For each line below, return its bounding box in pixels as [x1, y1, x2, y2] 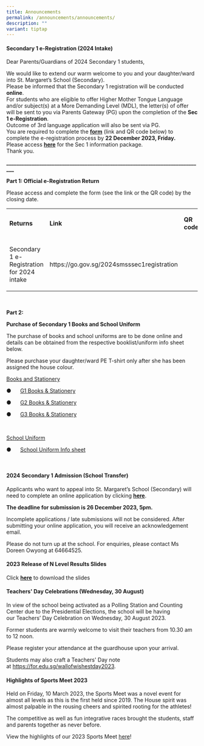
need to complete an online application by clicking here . [6, 492, 147, 499]
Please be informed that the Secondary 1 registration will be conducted [6, 83, 184, 90]
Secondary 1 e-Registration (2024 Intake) [6, 44, 114, 52]
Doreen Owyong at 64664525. [6, 547, 83, 554]
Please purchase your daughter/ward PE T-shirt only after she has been [6, 357, 186, 365]
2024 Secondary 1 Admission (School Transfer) [6, 472, 129, 479]
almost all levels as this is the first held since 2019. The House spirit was [6, 697, 187, 704]
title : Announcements [6, 9, 61, 15]
